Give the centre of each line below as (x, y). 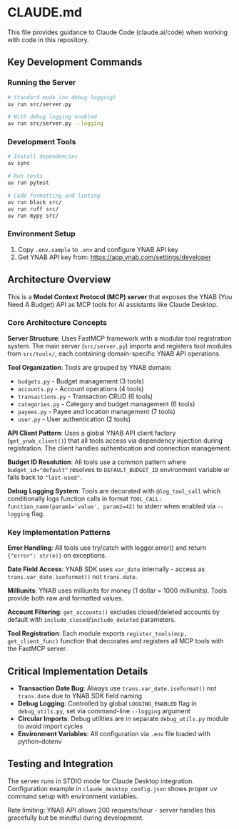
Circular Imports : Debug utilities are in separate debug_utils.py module (123, 718)
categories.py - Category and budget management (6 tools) (106, 403)
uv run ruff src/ (33, 209)
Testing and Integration (60, 764)
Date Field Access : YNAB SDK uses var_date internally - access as (106, 569)
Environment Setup (42, 234)
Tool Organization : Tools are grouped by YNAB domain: (90, 367)
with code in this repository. (48, 39)
